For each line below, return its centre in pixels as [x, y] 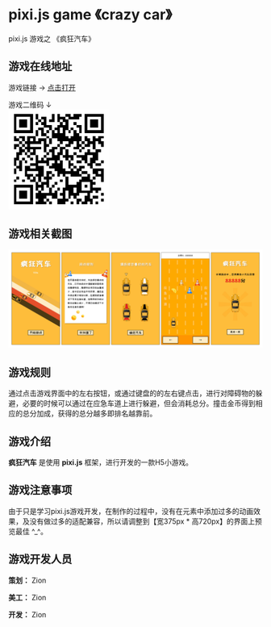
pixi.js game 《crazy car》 [90, 15]
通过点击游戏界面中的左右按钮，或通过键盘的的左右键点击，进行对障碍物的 [132, 393]
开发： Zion [27, 614]
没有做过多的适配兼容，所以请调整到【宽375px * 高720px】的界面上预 [146, 521]
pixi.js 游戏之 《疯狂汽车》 [52, 38]
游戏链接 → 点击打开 [42, 87]
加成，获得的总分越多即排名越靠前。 [96, 414]
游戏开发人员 [40, 560]
